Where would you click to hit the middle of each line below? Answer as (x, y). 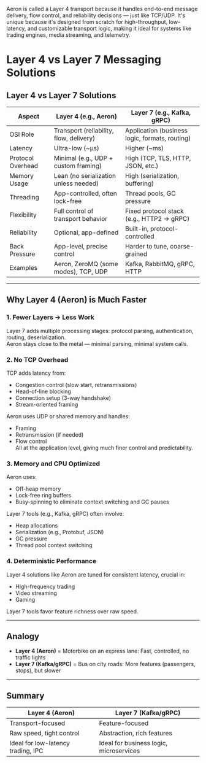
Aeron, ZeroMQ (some (86, 264)
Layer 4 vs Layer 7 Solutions (61, 95)
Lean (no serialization (85, 176)
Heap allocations (36, 526)
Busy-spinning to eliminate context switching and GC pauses (92, 502)
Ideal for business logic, (133, 743)
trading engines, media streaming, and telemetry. (68, 35)
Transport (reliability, (84, 130)
